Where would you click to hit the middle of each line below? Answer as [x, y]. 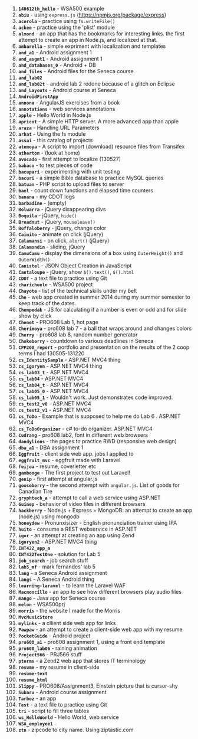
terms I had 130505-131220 [51, 353]
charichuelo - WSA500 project [55, 285]
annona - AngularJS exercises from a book [69, 102]
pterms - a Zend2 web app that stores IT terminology [82, 661]
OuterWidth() [34, 260]
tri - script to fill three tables [54, 711]
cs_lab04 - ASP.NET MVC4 [51, 378]
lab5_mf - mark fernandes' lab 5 [57, 567]
